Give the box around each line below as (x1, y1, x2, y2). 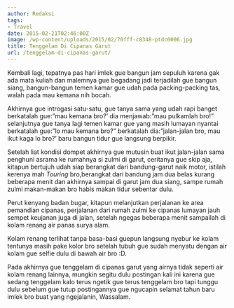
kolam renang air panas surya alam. (7, 220, 111, 229)
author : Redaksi (7, 10, 55, 17)
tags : (7, 17, 23, 24)
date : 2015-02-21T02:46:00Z (7, 29, 90, 37)
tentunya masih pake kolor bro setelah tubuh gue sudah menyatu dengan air (7, 241, 228, 250)
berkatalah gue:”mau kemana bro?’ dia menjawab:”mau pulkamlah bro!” (7, 111, 214, 120)
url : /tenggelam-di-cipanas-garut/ (7, 50, 111, 57)
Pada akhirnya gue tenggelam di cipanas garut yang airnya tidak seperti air (7, 262, 224, 271)
